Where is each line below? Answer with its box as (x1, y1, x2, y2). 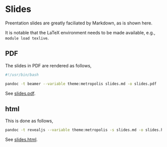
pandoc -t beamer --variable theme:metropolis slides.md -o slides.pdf (5, 81, 157, 86)
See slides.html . (5, 137, 38, 143)
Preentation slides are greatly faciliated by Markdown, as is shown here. (5, 20, 153, 26)
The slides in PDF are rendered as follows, (5, 62, 92, 68)
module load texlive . (5, 35, 49, 41)
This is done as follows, (5, 118, 54, 124)
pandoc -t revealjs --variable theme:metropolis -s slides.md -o (5, 128, 143, 133)
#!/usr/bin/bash (5, 72, 39, 77)
